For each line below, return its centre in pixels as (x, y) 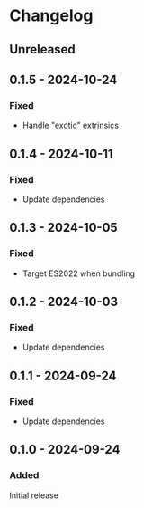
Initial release (34, 495)
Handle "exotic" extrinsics (71, 125)
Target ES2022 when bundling (79, 273)
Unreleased (43, 49)
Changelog (51, 16)
